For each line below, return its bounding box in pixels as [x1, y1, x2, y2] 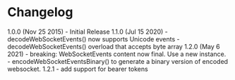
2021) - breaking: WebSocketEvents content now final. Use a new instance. [7, 50, 227, 58]
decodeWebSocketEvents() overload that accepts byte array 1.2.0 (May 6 [7, 42, 220, 51]
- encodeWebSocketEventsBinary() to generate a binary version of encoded [7, 57, 228, 65]
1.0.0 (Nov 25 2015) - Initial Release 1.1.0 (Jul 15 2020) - [7, 27, 168, 36]
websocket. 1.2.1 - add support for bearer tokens [7, 65, 148, 73]
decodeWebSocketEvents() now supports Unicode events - [7, 34, 180, 43]
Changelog [7, 4, 73, 20]
